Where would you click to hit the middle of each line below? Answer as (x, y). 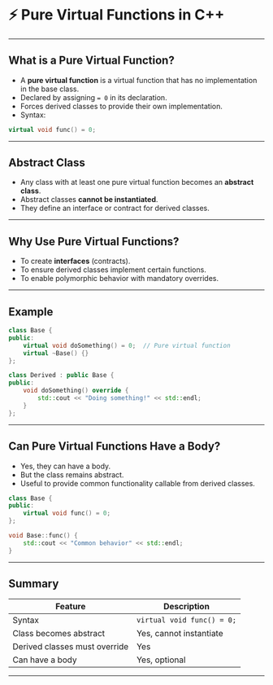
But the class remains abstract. (72, 474)
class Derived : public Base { (61, 375)
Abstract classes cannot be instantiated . (89, 200)
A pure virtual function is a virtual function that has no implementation (139, 80)
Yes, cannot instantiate (180, 634)
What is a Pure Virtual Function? (91, 61)
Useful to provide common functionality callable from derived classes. (138, 483)
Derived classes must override (71, 647)
